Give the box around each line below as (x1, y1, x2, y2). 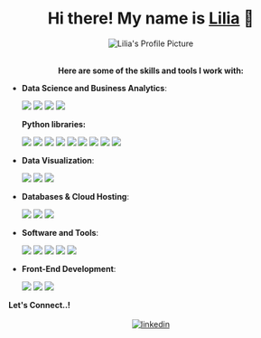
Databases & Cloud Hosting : (21, 191, 130, 202)
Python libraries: (21, 118, 87, 129)
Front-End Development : (21, 263, 117, 274)
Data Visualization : (21, 155, 95, 165)
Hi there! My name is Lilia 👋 (47, 8, 255, 29)
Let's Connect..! (8, 299, 71, 310)
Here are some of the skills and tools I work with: (57, 65, 245, 76)
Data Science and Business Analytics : (21, 82, 168, 93)
